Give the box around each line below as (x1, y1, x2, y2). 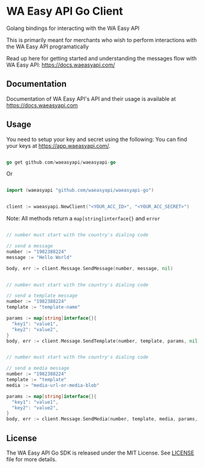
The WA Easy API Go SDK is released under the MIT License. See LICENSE (6, 449, 195, 456)
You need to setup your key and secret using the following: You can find (6, 136, 187, 143)
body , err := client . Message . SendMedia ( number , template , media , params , (6, 416, 198, 422)
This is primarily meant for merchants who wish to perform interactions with (6, 36, 197, 43)
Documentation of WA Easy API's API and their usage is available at (6, 95, 176, 102)
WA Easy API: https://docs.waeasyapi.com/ (6, 61, 115, 68)
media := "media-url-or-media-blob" (6, 382, 99, 389)
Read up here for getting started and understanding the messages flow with (6, 54, 197, 62)
